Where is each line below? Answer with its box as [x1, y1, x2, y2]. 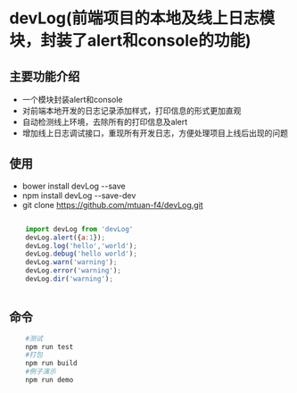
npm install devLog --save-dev [21, 189, 136, 201]
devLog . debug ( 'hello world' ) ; [25, 249, 138, 259]
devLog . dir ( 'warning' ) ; [25, 274, 114, 284]
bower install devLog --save [21, 180, 127, 191]
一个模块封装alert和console [21, 95, 123, 105]
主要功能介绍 [9, 69, 80, 84]
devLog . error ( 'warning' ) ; [25, 266, 122, 275]
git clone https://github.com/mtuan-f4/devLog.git [21, 199, 203, 210]
